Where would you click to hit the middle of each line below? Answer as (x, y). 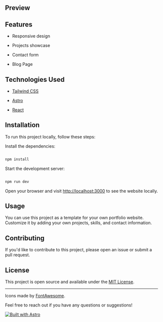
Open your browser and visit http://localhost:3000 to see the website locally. (81, 191)
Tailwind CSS (25, 91)
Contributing (25, 238)
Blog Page (22, 64)
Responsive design (31, 36)
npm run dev (17, 182)
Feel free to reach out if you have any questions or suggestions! (69, 305)
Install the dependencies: (30, 146)
